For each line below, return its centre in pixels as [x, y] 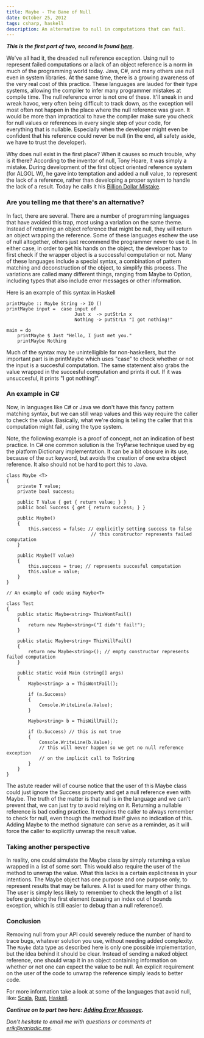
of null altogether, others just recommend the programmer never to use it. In [102, 242]
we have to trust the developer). [46, 142]
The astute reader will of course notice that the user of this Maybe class [97, 786]
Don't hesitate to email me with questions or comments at [79, 1022]
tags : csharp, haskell [35, 23]
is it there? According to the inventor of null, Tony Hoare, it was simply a [97, 161]
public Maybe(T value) [46, 556]
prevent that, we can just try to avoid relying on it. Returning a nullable [94, 805]
